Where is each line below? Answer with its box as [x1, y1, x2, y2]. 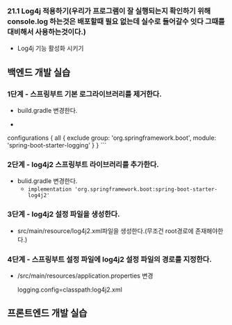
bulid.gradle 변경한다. [17, 177, 78, 185]
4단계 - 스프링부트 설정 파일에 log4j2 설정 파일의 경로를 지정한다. [7, 254, 212, 264]
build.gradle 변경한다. [17, 106, 78, 114]
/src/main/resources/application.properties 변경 [17, 271, 154, 280]
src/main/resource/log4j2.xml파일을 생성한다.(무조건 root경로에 [17, 226, 194, 235]
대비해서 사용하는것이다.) [7, 26, 87, 36]
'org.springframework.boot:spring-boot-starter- [74, 186, 218, 193]
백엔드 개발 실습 [7, 66, 71, 78]
